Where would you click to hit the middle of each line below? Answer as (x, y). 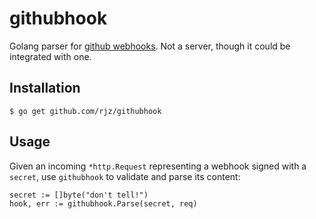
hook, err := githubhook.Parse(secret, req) (103, 203)
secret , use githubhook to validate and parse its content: (125, 176)
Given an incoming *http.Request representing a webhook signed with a (158, 166)
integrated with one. (50, 56)
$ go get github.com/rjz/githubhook (85, 111)
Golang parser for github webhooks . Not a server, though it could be (150, 46)
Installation (45, 88)
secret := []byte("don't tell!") (79, 195)
